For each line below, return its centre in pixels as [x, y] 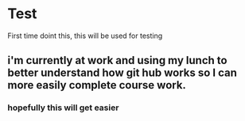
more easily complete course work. [97, 85]
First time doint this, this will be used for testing [85, 36]
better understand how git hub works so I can [122, 73]
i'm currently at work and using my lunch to [117, 60]
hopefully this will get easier [63, 108]
